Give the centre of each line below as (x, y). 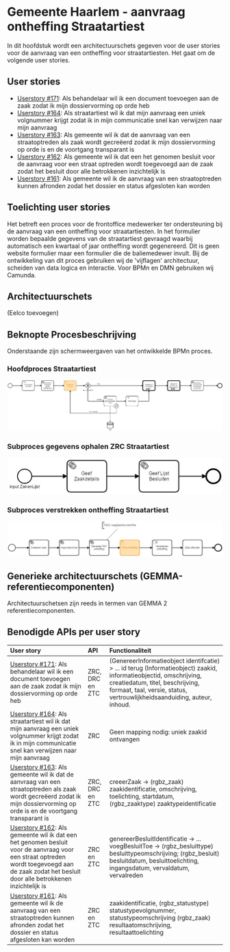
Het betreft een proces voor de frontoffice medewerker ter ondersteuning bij (115, 224)
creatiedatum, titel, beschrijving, (154, 682)
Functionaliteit (130, 651)
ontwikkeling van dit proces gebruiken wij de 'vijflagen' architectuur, (103, 260)
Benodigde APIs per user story (74, 632)
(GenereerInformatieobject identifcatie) (165, 660)
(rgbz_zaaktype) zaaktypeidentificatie (163, 804)
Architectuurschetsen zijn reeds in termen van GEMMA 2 (87, 603)
